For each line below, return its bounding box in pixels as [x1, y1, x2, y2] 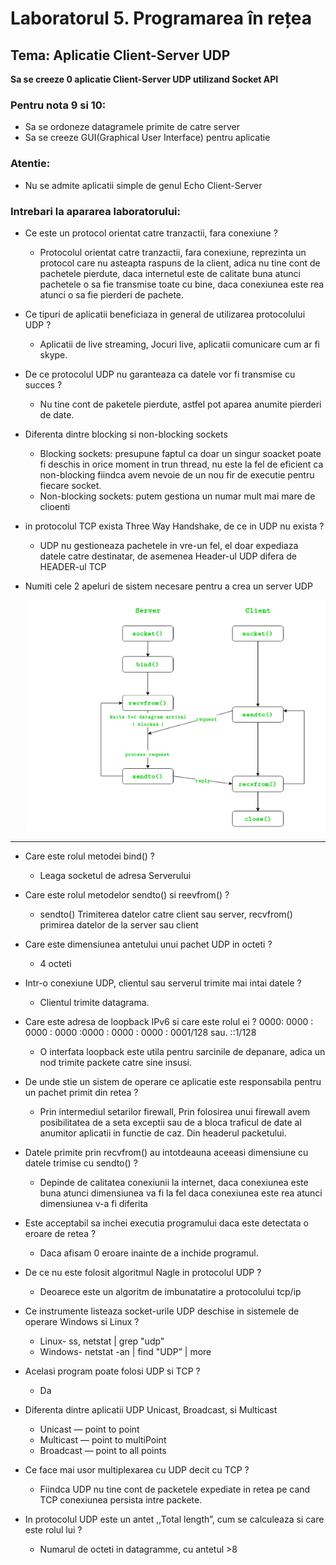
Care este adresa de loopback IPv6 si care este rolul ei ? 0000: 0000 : [24, 1015, 314, 1027]
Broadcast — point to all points [39, 1444, 167, 1456]
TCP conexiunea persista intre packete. [39, 1493, 203, 1506]
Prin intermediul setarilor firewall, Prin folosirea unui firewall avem [39, 1105, 310, 1117]
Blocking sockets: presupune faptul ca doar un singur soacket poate [39, 447, 322, 459]
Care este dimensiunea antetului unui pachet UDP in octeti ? [24, 938, 273, 950]
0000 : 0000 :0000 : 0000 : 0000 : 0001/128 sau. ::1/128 [24, 1026, 257, 1038]
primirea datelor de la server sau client [39, 918, 199, 931]
